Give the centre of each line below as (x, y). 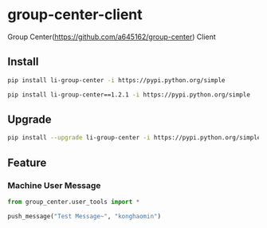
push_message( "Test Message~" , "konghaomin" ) (84, 216)
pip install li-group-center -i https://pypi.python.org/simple (116, 80)
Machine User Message (54, 185)
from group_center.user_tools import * (74, 202)
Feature (27, 162)
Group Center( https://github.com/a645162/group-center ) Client (112, 37)
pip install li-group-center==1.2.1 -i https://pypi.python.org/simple (129, 94)
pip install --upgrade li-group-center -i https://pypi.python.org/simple (134, 138)
